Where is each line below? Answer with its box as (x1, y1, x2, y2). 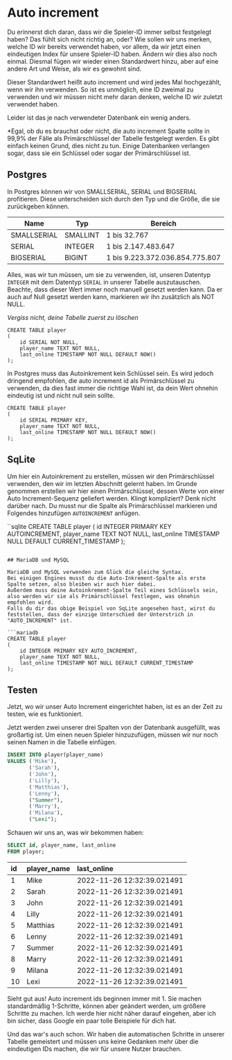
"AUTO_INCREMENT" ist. (7, 617, 73, 624)
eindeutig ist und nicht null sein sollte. (7, 391, 115, 399)
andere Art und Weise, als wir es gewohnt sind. (7, 64, 142, 73)
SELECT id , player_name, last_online (7, 842, 116, 849)
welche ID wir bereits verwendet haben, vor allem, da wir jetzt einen (7, 42, 201, 51)
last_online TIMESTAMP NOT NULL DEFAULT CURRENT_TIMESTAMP (19, 659, 194, 666)
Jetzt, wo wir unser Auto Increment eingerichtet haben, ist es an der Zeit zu (7, 703, 223, 711)
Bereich (150, 218, 177, 228)
